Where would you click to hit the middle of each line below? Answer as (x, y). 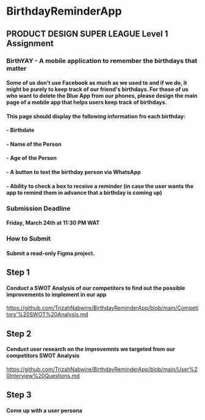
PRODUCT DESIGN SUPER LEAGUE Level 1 (87, 34)
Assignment (30, 43)
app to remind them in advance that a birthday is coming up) (85, 192)
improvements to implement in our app (56, 294)
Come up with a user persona (44, 410)
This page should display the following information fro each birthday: (96, 116)
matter (16, 68)
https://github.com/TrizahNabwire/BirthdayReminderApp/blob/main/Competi (103, 308)
